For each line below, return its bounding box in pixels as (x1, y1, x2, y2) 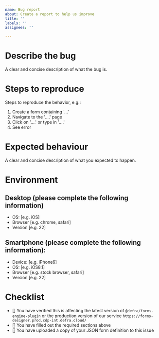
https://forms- (123, 314, 154, 319)
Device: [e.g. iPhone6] (12, 259, 57, 265)
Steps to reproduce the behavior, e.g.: (5, 100, 81, 105)
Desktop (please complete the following (5, 194, 129, 202)
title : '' (5, 16, 25, 21)
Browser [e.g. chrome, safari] (12, 219, 71, 225)
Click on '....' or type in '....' (12, 119, 65, 125)
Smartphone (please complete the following (5, 238, 141, 247)
